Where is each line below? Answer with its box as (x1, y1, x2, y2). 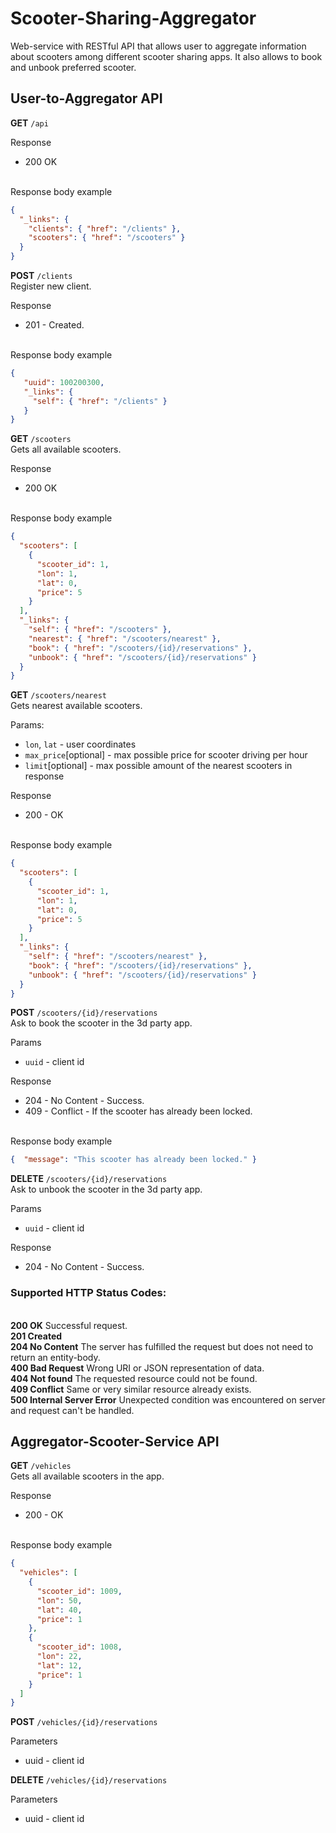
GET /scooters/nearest (10, 689, 107, 701)
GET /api (10, 117, 49, 129)
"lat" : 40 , (36, 1605, 83, 1615)
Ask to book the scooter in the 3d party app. (10, 1017, 193, 1029)
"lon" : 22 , (36, 1652, 83, 1662)
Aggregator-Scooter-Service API (10, 1433, 220, 1450)
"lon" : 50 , (36, 1595, 83, 1606)
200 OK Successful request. (10, 1319, 128, 1331)
